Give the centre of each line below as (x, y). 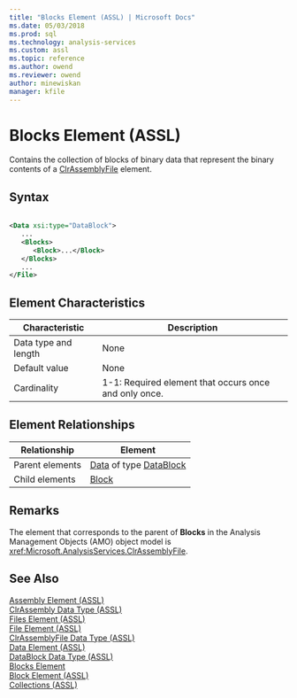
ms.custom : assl (39, 50)
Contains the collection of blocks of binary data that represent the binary (141, 159)
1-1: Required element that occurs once (186, 383)
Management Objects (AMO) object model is (90, 541)
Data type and (43, 343)
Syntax (29, 197)
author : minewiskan (45, 83)
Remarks (34, 511)
